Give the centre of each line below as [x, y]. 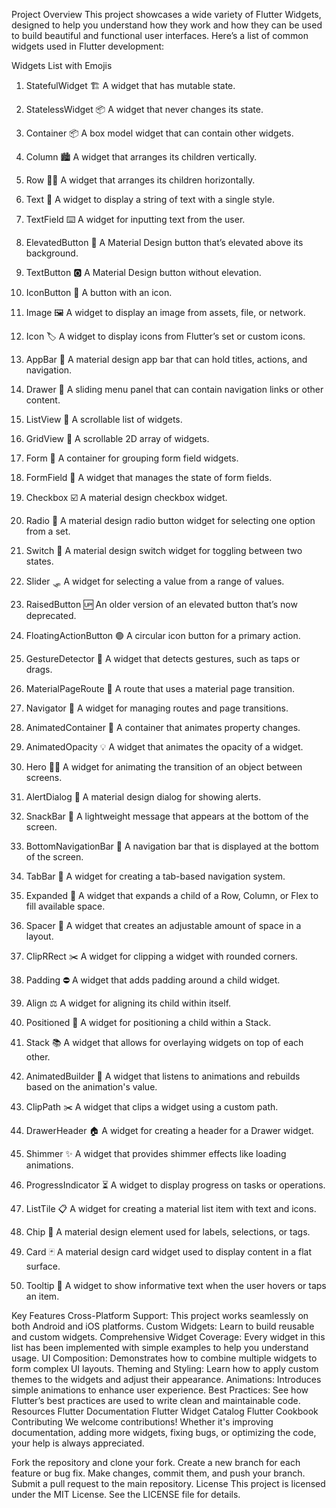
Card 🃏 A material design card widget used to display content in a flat [169, 1252]
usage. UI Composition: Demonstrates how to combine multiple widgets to [164, 1358]
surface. [43, 1266]
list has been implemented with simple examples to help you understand [160, 1347]
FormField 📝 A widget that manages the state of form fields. [149, 477]
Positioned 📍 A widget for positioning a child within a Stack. [148, 1022]
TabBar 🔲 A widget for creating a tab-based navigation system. [155, 876]
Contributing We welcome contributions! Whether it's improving [142, 1422]
